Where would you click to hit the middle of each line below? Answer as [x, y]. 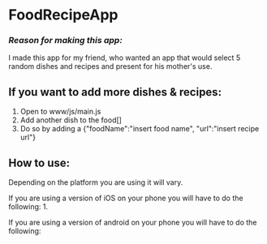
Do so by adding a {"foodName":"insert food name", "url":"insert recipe [140, 129]
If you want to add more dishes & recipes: [115, 92]
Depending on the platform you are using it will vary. [96, 182]
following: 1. [28, 207]
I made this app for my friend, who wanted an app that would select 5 [125, 58]
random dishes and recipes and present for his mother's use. [110, 66]
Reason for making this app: [66, 41]
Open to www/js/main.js [60, 112]
